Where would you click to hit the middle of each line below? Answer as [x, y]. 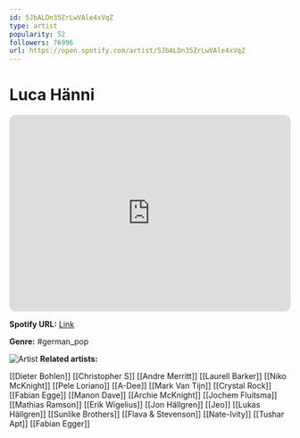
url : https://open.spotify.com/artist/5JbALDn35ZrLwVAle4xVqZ [127, 51]
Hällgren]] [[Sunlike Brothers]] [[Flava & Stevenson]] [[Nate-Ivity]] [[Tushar [147, 414]
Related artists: [69, 359]
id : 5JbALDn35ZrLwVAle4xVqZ [62, 17]
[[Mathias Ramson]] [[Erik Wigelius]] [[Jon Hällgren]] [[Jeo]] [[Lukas [135, 405]
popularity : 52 [37, 34]
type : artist [33, 26]
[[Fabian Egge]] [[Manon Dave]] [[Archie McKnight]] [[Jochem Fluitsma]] [143, 395]
